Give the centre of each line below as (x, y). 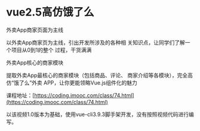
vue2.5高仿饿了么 (50, 12)
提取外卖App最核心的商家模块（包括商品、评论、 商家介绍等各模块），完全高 (99, 75)
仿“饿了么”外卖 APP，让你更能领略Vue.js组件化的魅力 (72, 82)
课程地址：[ (20, 95)
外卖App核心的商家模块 (35, 63)
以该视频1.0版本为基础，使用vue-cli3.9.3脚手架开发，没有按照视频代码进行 (98, 114)
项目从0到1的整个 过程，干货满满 (51, 50)
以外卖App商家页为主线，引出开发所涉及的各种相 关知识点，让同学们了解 (96, 42)
